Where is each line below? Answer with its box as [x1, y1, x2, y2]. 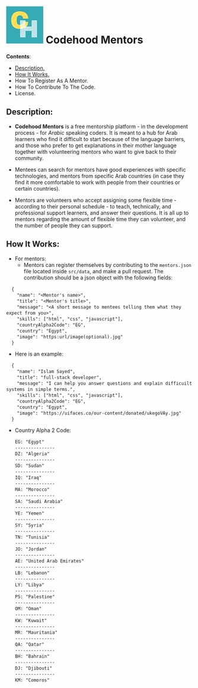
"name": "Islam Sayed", [17, 368, 76, 375]
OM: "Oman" [14, 605, 42, 612]
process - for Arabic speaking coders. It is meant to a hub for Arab [14, 129, 178, 136]
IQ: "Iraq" [14, 474, 42, 481]
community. [14, 154, 44, 161]
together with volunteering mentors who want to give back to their [14, 148, 177, 155]
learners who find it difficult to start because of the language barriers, [14, 135, 186, 142]
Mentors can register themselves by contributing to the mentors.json [23, 261, 191, 268]
